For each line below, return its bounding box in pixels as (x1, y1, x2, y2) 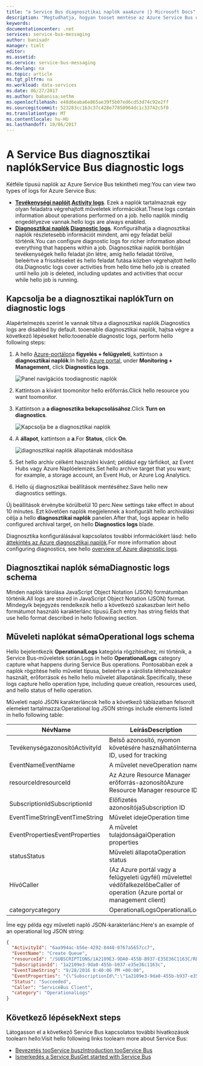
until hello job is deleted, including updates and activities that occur (14, 270, 183, 277)
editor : (6, 49, 26, 55)
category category (9, 905, 60, 914)
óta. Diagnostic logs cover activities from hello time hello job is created (14, 263, 190, 270)
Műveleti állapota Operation (109, 848, 186, 856)
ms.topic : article (6, 71, 53, 77)
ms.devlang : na (6, 65, 45, 72)
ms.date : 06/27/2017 (6, 88, 59, 94)
